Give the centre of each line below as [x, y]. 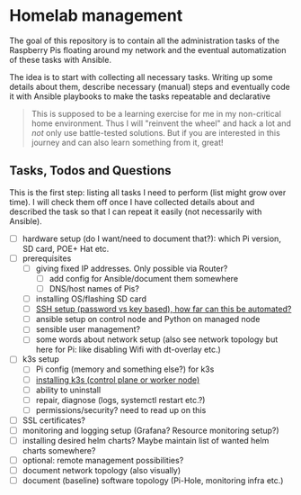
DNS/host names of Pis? [94, 288]
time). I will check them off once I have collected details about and [132, 202]
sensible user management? [88, 329]
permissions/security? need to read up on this [121, 409]
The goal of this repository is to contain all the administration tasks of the [145, 40]
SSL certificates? [53, 420]
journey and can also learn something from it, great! [127, 142]
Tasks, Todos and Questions [91, 171]
